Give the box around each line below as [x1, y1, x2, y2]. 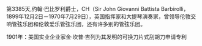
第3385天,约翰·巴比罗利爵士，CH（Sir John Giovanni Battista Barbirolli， [6, 5, 189, 12]
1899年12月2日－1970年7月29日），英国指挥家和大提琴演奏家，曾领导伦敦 [6, 13, 191, 20]
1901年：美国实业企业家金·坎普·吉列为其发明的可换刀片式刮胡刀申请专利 [6, 33, 187, 41]
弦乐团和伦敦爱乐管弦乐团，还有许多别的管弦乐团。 [17, 21, 146, 27]
